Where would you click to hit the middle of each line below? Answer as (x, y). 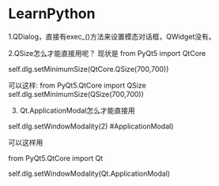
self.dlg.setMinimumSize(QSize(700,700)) (76, 94)
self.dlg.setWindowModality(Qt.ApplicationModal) (89, 173)
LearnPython (52, 14)
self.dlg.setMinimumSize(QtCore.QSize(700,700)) (89, 69)
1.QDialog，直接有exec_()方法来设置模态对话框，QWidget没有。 (112, 36)
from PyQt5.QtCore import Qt (56, 158)
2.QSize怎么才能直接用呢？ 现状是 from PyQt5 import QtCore (107, 53)
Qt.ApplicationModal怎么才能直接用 (77, 110)
